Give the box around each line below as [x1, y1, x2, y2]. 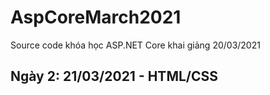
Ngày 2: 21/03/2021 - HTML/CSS [10, 68, 219, 85]
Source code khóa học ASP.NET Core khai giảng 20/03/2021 [10, 39, 261, 51]
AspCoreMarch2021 [10, 6, 182, 29]
